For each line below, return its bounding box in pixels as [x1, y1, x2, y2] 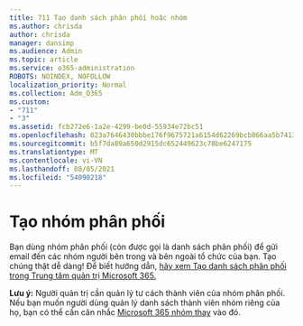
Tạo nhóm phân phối [9, 211, 166, 232]
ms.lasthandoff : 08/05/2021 [9, 164, 115, 173]
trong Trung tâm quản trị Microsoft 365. [9, 270, 157, 281]
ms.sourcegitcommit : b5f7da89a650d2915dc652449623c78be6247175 [9, 139, 252, 148]
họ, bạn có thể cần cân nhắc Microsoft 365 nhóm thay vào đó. [9, 307, 241, 318]
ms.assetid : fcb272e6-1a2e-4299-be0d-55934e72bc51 [9, 123, 204, 132]
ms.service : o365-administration [9, 64, 135, 73]
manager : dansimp [9, 38, 75, 48]
